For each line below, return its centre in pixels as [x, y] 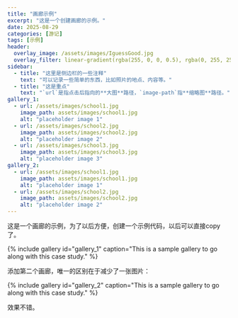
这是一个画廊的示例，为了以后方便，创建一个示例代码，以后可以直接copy [114, 226]
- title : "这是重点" [42, 86]
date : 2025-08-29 [33, 27]
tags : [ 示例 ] [25, 40]
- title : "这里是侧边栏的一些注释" [60, 73]
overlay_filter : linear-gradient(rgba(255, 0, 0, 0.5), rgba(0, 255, [118, 60]
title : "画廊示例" [33, 14]
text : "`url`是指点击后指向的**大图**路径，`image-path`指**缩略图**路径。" [125, 93]
